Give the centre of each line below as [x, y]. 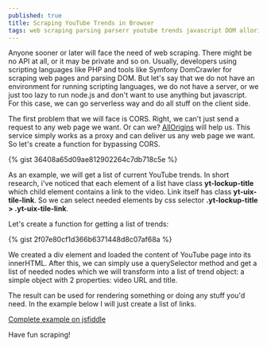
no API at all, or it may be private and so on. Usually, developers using [122, 61]
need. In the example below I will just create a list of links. [103, 304]
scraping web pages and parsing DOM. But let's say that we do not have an [132, 78]
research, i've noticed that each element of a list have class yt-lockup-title [131, 183]
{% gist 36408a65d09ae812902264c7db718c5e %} [93, 160]
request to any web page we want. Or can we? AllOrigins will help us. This [129, 127]
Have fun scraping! [39, 335]
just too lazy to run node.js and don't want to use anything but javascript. [128, 95]
